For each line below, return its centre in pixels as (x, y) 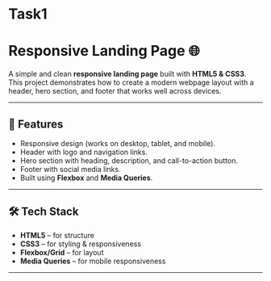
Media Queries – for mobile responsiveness (93, 261)
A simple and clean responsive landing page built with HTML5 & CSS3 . (127, 74)
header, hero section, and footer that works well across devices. (115, 91)
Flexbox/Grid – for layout (62, 252)
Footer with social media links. (70, 169)
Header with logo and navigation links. (83, 152)
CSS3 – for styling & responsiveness (81, 244)
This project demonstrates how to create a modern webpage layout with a (131, 82)
